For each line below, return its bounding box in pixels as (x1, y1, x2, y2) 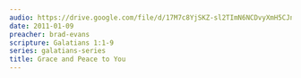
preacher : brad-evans (9, 30, 90, 39)
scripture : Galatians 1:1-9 (9, 38, 115, 48)
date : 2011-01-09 (9, 22, 74, 30)
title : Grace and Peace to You (9, 55, 126, 64)
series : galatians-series (9, 47, 106, 56)
